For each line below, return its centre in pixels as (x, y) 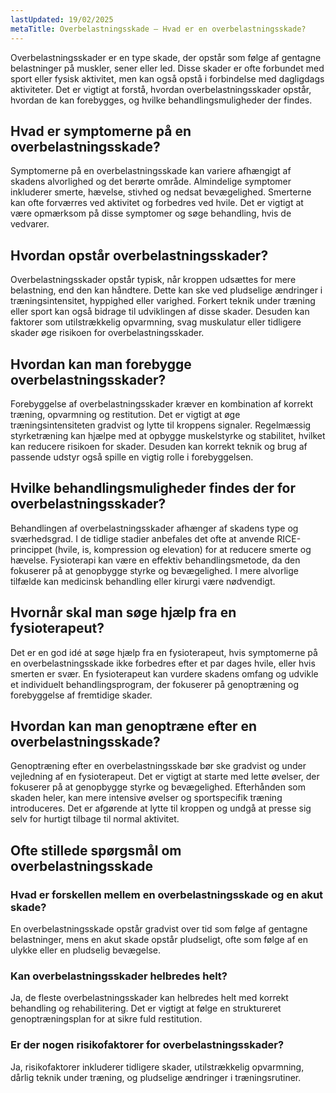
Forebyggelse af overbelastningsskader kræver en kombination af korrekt (162, 403)
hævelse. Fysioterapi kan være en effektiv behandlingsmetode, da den (155, 560)
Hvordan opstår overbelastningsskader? (139, 255)
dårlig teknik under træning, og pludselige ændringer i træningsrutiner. (156, 1077)
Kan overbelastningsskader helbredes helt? (119, 976)
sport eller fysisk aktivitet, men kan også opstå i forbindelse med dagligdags (167, 78)
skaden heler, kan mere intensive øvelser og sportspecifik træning (146, 798)
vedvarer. (30, 224)
